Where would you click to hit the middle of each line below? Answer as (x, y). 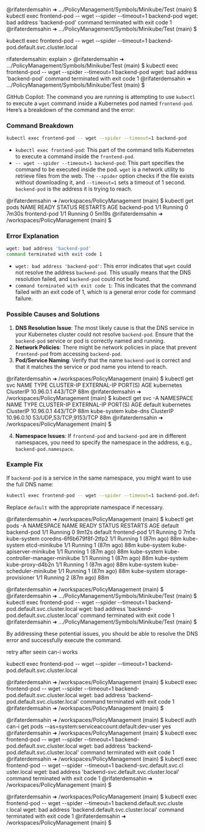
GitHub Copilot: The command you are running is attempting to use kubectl (101, 97)
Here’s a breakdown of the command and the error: (71, 110)
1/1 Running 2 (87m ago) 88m (73, 577)
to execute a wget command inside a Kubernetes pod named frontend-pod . (100, 103)
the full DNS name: (30, 484)
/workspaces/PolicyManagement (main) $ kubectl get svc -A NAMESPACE (100, 398)
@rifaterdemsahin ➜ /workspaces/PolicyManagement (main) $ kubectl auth (101, 720)
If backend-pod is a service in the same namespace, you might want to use (99, 478)
